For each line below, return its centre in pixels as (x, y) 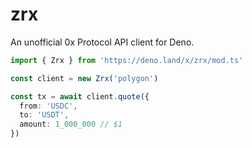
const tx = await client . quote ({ (80, 96)
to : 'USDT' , (44, 115)
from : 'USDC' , (48, 106)
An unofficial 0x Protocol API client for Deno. (102, 42)
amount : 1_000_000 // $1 (71, 124)
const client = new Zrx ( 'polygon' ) (84, 78)
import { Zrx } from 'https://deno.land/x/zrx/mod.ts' (127, 60)
